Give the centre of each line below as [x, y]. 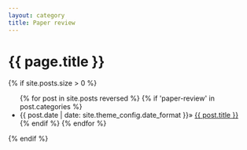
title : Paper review [42, 23]
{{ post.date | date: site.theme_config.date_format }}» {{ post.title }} [129, 115]
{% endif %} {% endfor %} [63, 123]
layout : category [37, 15]
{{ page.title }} [57, 62]
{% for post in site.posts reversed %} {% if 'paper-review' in [117, 98]
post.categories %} [51, 107]
